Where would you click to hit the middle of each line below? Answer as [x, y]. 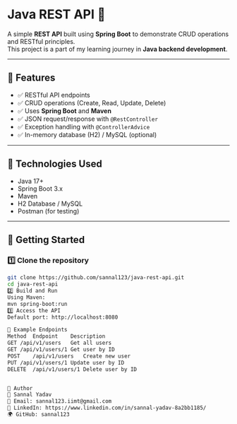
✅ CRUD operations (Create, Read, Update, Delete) [92, 102]
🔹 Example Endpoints [38, 330]
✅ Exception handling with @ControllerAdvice [84, 126]
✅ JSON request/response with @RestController [88, 119]
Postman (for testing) [48, 211]
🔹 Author [20, 388]
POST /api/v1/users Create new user [69, 356]
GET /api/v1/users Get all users [60, 343]
